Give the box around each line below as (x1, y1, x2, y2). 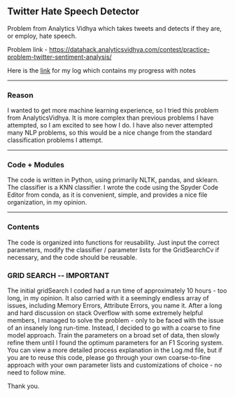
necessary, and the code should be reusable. (7, 253, 138, 261)
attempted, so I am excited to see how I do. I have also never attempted (7, 121, 213, 130)
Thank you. (7, 382, 40, 390)
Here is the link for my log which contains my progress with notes (7, 66, 196, 74)
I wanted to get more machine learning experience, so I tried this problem (7, 106, 219, 115)
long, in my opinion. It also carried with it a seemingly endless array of (7, 294, 209, 302)
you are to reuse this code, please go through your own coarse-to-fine (7, 354, 211, 361)
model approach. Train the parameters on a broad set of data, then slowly (7, 331, 220, 339)
